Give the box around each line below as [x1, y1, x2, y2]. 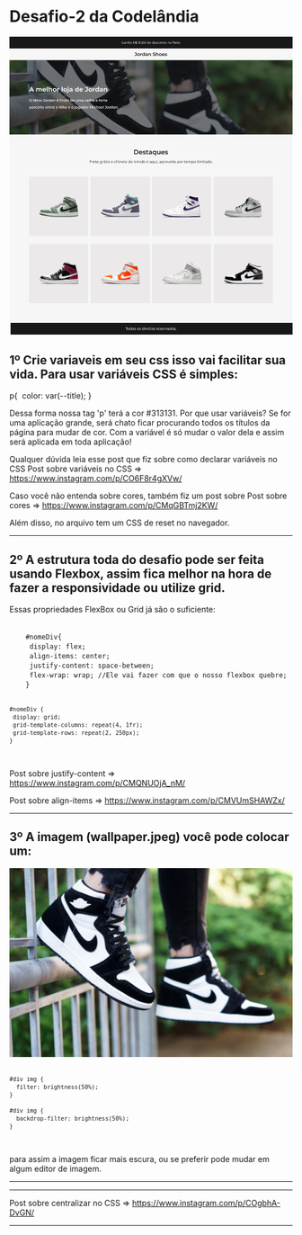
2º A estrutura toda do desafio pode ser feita [9, 551, 265, 568]
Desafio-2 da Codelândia [9, 6, 200, 27]
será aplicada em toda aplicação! [9, 436, 132, 447]
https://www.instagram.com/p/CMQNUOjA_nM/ [9, 777, 186, 788]
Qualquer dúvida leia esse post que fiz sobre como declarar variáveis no [9, 454, 278, 465]
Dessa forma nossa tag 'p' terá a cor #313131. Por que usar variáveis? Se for [9, 407, 291, 419]
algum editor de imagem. [9, 1163, 102, 1174]
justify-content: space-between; [29, 661, 155, 670]
